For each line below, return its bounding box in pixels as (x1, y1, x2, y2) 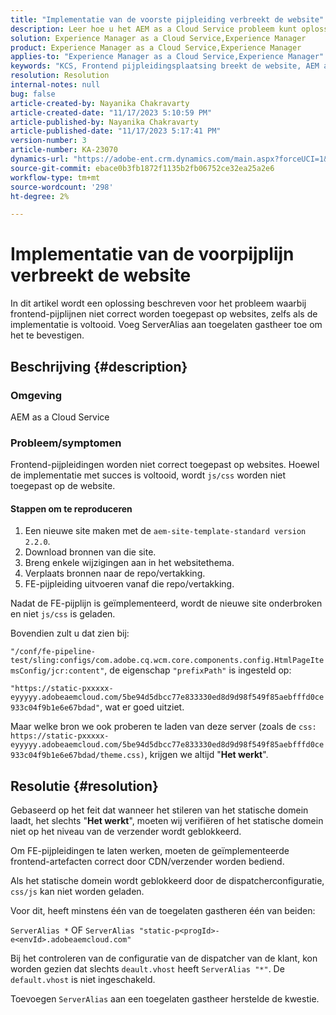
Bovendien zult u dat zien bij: (10, 627, 130, 640)
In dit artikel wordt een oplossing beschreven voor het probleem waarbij (10, 297, 307, 310)
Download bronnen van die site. (24, 546, 157, 558)
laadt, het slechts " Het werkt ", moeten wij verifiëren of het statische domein (10, 815, 324, 827)
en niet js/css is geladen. (10, 608, 116, 620)
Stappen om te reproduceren (10, 502, 133, 515)
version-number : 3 (10, 136, 87, 146)
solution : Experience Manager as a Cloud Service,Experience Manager (10, 33, 307, 43)
